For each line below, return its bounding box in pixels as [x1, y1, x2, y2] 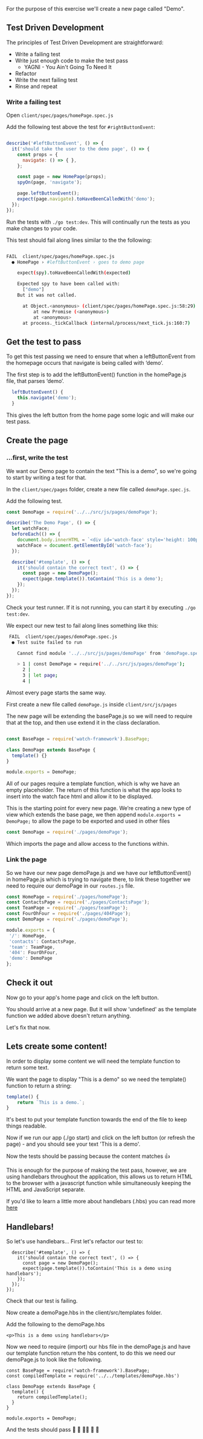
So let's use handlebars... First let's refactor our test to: [6, 1238, 144, 1245]
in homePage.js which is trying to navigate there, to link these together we [6, 876, 191, 883]
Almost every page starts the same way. [6, 689, 106, 696]
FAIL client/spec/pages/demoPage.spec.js [8, 633, 118, 640]
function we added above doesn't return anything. [6, 1012, 131, 1019]
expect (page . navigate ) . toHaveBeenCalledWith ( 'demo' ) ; [17, 196, 155, 202]
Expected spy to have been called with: [17, 281, 120, 287]
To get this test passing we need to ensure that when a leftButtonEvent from [6, 353, 196, 360]
